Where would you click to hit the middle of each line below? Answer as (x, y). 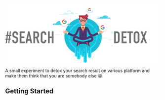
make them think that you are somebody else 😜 (54, 75)
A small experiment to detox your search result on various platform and (77, 71)
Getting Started (29, 91)
